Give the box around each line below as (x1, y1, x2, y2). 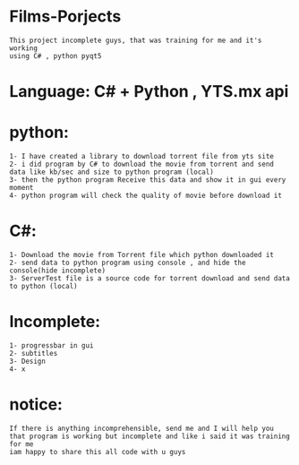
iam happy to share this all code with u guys (9, 447, 186, 456)
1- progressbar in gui (9, 340, 94, 350)
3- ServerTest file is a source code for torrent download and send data (9, 274, 291, 283)
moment (9, 184, 34, 193)
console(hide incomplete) (9, 266, 106, 275)
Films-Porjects (9, 6, 122, 27)
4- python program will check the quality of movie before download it (9, 191, 282, 201)
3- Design (9, 357, 47, 366)
